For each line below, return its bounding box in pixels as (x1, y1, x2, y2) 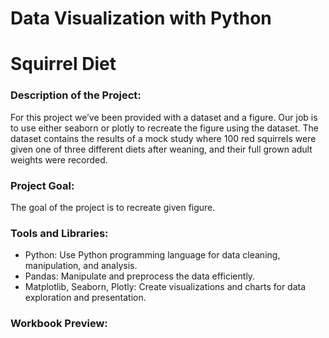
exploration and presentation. (24, 292, 147, 304)
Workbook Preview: (10, 317, 108, 331)
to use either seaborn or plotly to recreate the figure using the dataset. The (10, 122, 319, 134)
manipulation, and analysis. (24, 260, 138, 272)
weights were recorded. (10, 153, 108, 166)
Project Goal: (10, 178, 75, 192)
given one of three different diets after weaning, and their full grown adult (10, 143, 313, 155)
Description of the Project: (10, 88, 142, 102)
